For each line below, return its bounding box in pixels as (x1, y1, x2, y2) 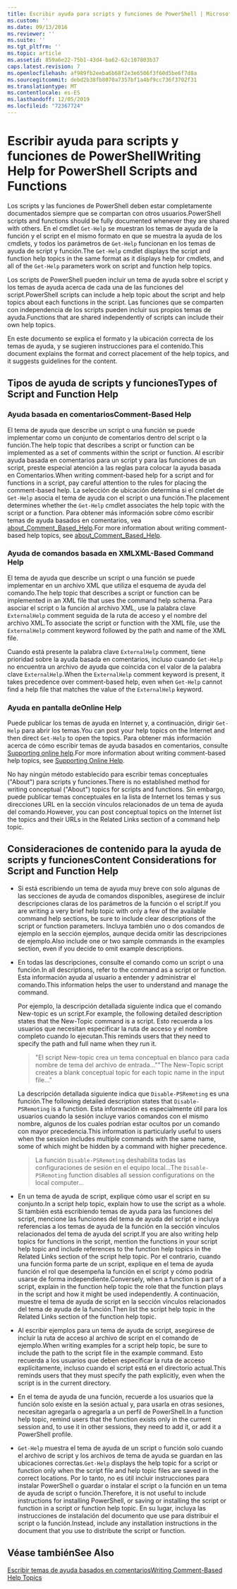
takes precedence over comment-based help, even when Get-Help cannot (7, 677, 223, 686)
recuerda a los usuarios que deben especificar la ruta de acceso (17, 1356, 205, 1365)
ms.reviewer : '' (7, 30, 55, 38)
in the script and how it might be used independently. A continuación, (17, 1290, 220, 1298)
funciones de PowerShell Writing (7, 148, 201, 164)
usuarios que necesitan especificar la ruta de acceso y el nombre (17, 1024, 208, 1033)
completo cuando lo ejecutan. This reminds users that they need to (17, 1031, 210, 1040)
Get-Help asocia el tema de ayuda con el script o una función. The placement (7, 493, 230, 502)
